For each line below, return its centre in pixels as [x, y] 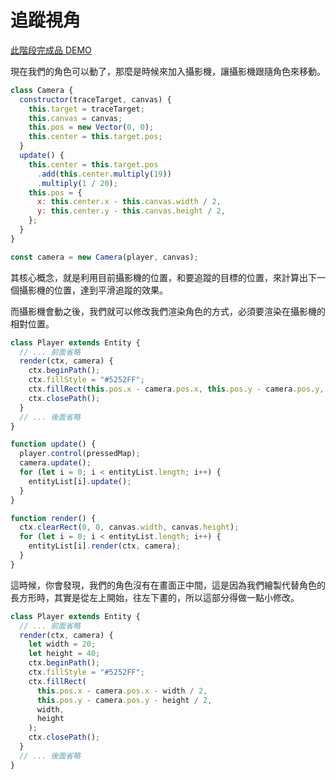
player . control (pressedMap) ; [80, 454]
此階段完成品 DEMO [51, 50]
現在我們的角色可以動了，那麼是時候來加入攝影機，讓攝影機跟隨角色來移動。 [168, 71]
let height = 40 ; [64, 654]
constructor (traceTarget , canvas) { [95, 99]
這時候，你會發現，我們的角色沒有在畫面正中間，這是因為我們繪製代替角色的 [168, 585]
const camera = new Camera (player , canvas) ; [104, 257]
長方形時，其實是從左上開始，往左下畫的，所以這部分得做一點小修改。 [155, 597]
